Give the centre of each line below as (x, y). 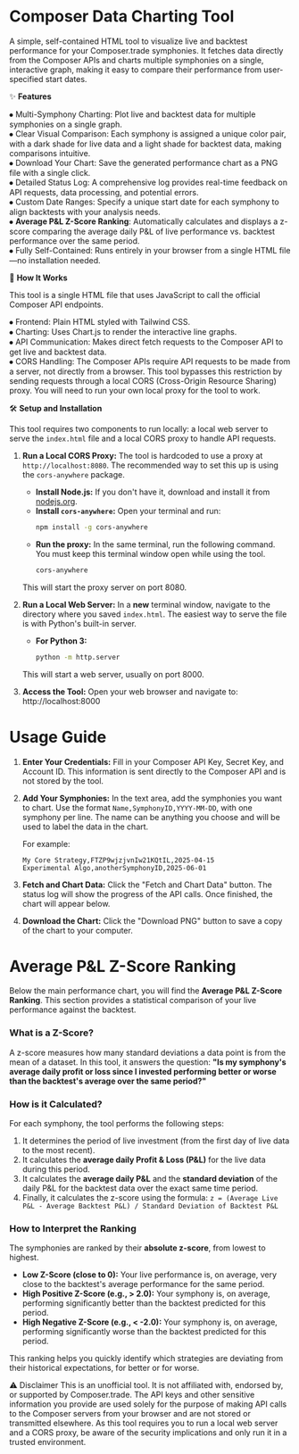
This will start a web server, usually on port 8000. (113, 674)
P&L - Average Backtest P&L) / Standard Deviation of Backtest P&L (150, 1207)
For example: (46, 843)
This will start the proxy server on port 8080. (104, 587)
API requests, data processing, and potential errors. (104, 192)
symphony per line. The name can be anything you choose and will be (151, 817)
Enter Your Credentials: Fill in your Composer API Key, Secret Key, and (153, 761)
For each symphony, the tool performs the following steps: (117, 1124)
